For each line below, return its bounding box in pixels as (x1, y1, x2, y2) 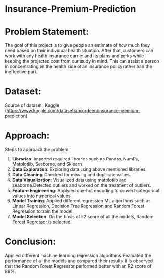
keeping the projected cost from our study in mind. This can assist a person (5, 58, 159, 64)
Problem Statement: (5, 26, 89, 38)
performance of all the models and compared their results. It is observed (5, 258, 153, 264)
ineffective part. (5, 69, 38, 75)
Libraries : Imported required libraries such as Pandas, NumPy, (12, 156, 140, 161)
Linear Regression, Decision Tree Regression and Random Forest (12, 203, 145, 209)
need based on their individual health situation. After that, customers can (5, 48, 154, 54)
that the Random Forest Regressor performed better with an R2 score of (5, 263, 152, 269)
